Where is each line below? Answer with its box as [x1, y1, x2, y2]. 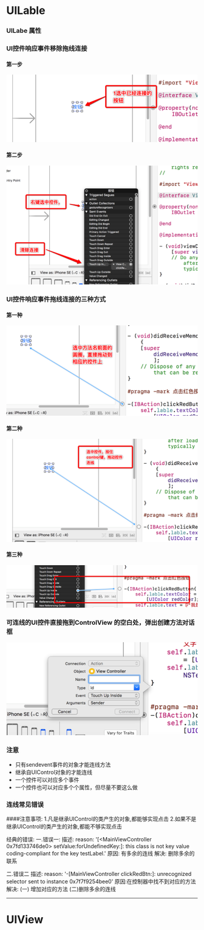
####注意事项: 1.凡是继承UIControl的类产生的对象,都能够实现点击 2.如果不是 [6, 815, 197, 823]
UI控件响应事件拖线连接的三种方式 [6, 295, 106, 304]
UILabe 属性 [6, 27, 41, 35]
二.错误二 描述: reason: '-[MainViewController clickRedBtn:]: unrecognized [6, 870, 192, 877]
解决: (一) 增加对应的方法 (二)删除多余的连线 [6, 885, 117, 892]
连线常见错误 [6, 800, 44, 809]
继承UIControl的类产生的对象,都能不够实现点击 [6, 823, 123, 830]
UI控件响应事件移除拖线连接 [6, 44, 87, 53]
